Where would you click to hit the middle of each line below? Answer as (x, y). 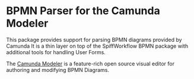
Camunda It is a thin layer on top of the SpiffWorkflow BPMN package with (97, 46)
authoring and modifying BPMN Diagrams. (58, 70)
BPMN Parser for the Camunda (83, 11)
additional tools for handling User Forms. (56, 52)
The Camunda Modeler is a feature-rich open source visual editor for (90, 64)
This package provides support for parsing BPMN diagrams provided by (94, 39)
